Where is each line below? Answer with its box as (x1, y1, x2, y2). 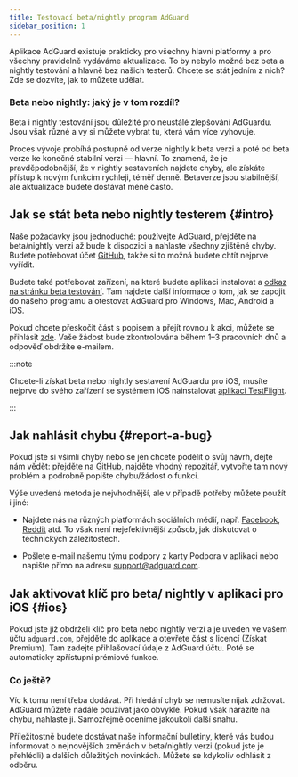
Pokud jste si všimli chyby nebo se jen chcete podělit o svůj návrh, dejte (9, 452, 273, 462)
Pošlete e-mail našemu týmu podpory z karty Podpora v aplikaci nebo (21, 551, 278, 561)
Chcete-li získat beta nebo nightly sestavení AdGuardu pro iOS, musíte (9, 375, 269, 386)
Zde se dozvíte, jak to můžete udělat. (9, 74, 145, 85)
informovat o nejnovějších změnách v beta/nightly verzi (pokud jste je (9, 740, 265, 751)
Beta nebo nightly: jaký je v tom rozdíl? (9, 96, 181, 109)
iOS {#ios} (9, 600, 68, 615)
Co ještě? (9, 675, 52, 687)
